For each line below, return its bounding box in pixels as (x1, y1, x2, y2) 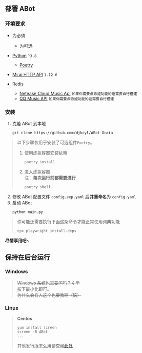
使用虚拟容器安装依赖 (24, 150, 67, 156)
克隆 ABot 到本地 (12, 120, 46, 126)
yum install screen (17, 325, 57, 330)
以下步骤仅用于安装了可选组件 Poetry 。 (17, 139, 95, 145)
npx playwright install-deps (17, 228, 77, 233)
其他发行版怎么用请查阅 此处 (17, 343, 73, 349)
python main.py (12, 209, 43, 215)
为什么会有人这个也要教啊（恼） (17, 292, 81, 298)
